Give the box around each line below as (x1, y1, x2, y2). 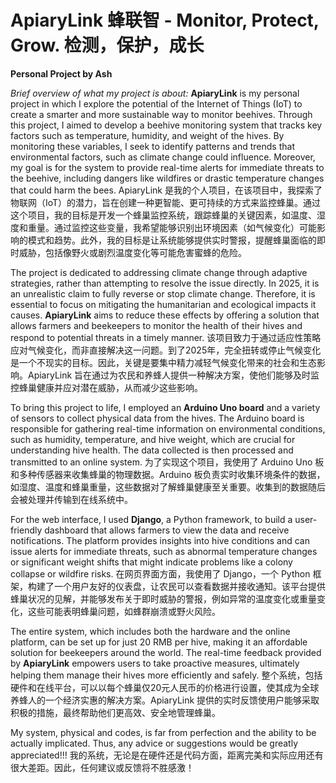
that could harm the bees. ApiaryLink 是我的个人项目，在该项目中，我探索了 (10, 184, 323, 196)
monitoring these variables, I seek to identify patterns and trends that (10, 140, 295, 152)
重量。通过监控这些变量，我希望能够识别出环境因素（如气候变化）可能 (27, 221, 317, 233)
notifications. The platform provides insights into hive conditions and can (10, 534, 310, 546)
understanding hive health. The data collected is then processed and (10, 444, 294, 456)
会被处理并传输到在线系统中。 (10, 493, 133, 505)
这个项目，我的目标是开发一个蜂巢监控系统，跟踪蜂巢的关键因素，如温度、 (10, 209, 317, 221)
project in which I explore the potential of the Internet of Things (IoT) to (10, 97, 303, 110)
